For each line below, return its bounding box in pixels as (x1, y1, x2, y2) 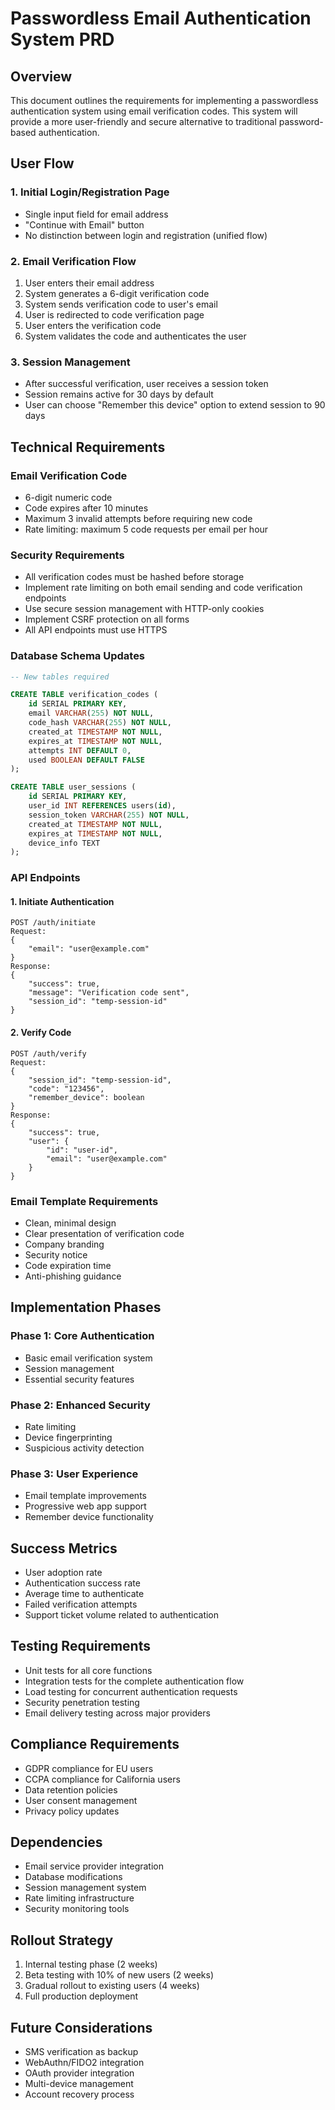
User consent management (24, 1794, 138, 1806)
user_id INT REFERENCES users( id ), (28, 801, 177, 811)
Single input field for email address (24, 208, 169, 220)
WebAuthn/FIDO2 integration (24, 2057, 145, 2069)
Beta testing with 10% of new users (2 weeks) (24, 1969, 214, 1981)
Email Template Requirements (10, 1194, 159, 1208)
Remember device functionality (24, 1511, 154, 1523)
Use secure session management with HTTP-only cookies (24, 603, 265, 615)
